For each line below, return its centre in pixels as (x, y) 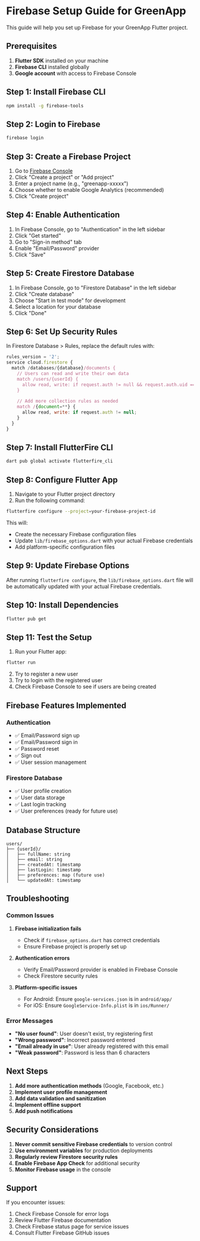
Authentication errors (42, 958)
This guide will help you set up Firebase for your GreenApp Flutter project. (97, 27)
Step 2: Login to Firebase (53, 124)
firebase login (25, 138)
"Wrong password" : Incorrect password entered (75, 1040)
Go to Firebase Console (44, 170)
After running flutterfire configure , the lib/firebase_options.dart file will (100, 580)
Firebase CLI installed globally (52, 67)
